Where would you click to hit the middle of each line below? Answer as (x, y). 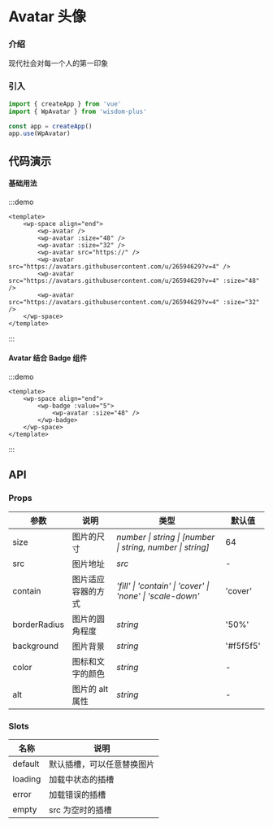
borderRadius (39, 625)
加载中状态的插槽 (81, 780)
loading (27, 779)
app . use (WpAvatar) (39, 134)
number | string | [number (166, 537)
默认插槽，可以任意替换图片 (102, 764)
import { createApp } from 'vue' (65, 104)
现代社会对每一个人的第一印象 (58, 63)
